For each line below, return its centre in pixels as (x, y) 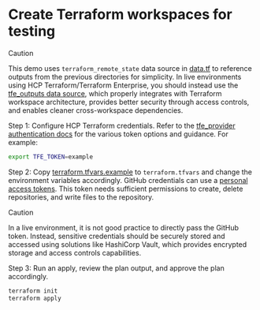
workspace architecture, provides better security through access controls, (129, 102)
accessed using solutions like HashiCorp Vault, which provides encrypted (128, 244)
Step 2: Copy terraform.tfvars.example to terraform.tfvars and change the (130, 172)
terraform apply (35, 298)
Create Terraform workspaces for (120, 15)
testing (32, 31)
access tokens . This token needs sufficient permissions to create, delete (126, 189)
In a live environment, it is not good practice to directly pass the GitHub (123, 227)
